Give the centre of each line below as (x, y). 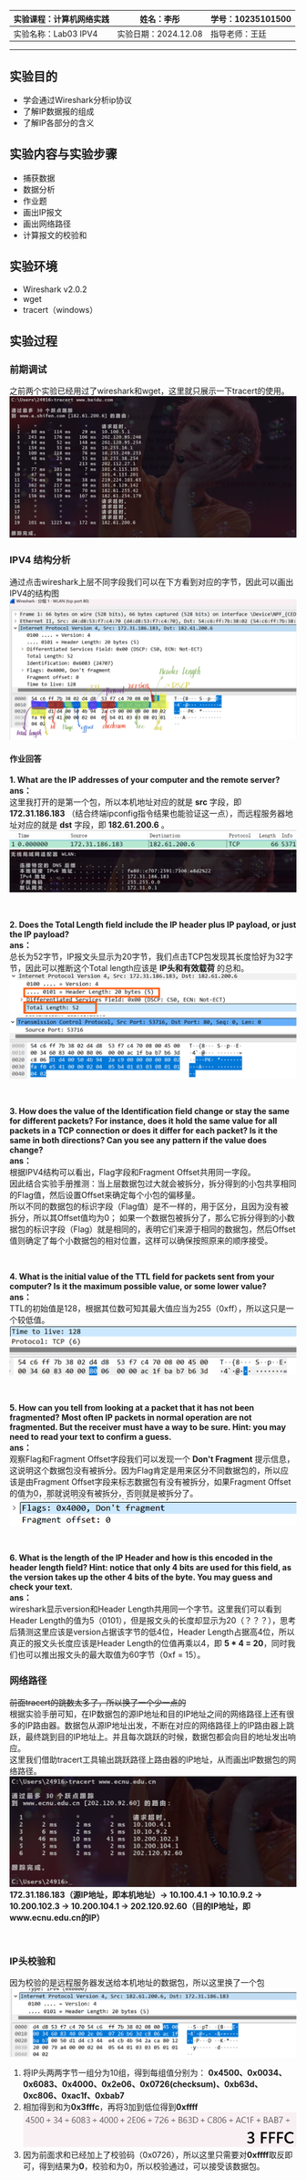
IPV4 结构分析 (40, 560)
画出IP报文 (42, 212)
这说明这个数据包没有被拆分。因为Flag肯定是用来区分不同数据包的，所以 (145, 1471)
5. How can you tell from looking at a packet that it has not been (132, 1408)
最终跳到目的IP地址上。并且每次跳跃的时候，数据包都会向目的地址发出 (157, 1737)
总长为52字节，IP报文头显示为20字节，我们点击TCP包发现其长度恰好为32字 (151, 957)
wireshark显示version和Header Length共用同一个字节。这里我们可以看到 (146, 1609)
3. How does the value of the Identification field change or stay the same (149, 1111)
